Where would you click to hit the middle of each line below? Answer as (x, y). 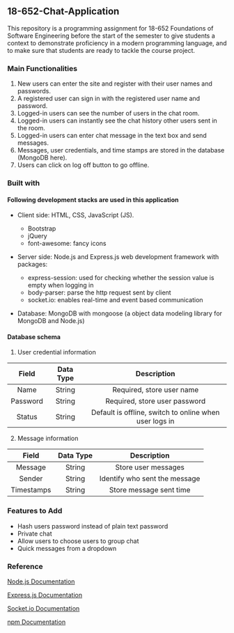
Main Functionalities (42, 68)
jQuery (37, 236)
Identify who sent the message (150, 478)
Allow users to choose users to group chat (78, 541)
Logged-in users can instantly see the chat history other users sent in (117, 120)
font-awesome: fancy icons (67, 244)
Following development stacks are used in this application (93, 200)
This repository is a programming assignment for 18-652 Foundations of (110, 28)
